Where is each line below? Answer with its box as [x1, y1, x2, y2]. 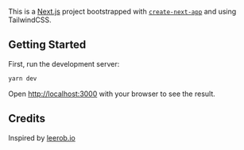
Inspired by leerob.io [8, 133, 76, 142]
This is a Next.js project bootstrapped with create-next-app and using [8, 7, 237, 16]
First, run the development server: [8, 59, 120, 68]
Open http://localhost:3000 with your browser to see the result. [8, 89, 216, 98]
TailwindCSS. [8, 15, 52, 25]
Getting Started [8, 38, 87, 52]
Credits [8, 112, 46, 125]
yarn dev [8, 75, 37, 83]
